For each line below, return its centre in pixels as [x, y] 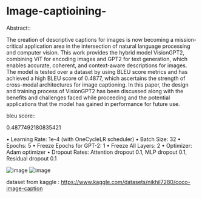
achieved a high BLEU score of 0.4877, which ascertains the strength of [96, 78]
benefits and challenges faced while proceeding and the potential [88, 97]
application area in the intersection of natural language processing [107, 46]
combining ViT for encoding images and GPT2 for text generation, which [97, 59]
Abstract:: [19, 28]
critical [15, 46]
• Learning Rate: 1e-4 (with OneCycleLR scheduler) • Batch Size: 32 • [93, 139]
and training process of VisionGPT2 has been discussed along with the [95, 91]
